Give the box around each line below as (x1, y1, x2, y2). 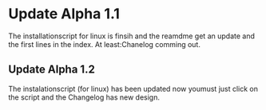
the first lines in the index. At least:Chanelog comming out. (8, 39, 201, 49)
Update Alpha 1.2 (8, 63, 96, 77)
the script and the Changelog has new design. (8, 92, 160, 102)
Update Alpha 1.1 (8, 5, 120, 23)
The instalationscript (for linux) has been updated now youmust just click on (8, 84, 258, 93)
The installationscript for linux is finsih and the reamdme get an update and (8, 31, 256, 41)
